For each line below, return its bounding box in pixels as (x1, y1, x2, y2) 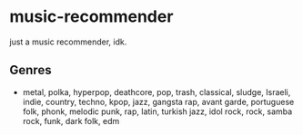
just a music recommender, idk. (9, 36, 127, 47)
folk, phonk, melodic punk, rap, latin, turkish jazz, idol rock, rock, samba (22, 106, 293, 117)
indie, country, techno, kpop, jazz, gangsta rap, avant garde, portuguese (22, 96, 295, 107)
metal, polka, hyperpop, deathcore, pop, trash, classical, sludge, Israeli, (22, 86, 291, 97)
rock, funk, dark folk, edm (22, 115, 120, 126)
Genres (9, 63, 52, 78)
